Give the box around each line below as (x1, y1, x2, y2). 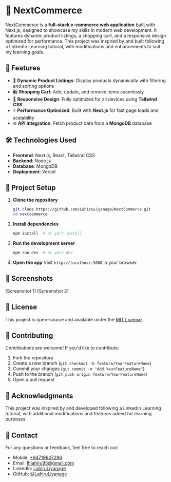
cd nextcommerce (12, 211, 48, 217)
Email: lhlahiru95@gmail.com (12, 459, 74, 466)
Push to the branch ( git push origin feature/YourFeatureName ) (12, 371, 147, 377)
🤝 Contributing (5, 331, 53, 340)
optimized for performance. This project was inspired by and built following (5, 38, 164, 44)
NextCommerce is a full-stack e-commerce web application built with (5, 22, 156, 28)
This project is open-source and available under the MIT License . (5, 316, 143, 322)
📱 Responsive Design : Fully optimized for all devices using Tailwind (12, 96, 158, 102)
